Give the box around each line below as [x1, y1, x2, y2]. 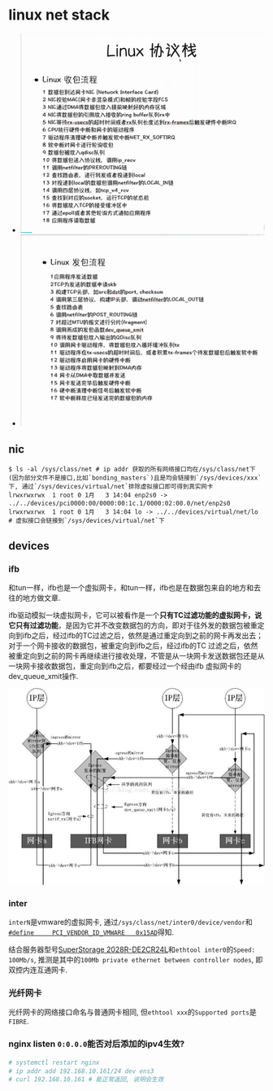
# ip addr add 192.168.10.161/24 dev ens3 [8, 1067, 154, 1076]
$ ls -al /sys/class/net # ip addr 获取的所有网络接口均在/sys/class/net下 [8, 466, 256, 474]
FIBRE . [8, 1016, 29, 1027]
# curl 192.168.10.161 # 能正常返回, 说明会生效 [8, 1076, 164, 1084]
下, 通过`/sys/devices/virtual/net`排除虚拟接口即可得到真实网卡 [8, 483, 214, 491]
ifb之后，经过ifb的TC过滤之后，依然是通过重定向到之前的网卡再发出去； [22, 630, 264, 640]
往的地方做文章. [8, 593, 61, 602]
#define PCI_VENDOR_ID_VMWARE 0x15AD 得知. [8, 927, 175, 937]
